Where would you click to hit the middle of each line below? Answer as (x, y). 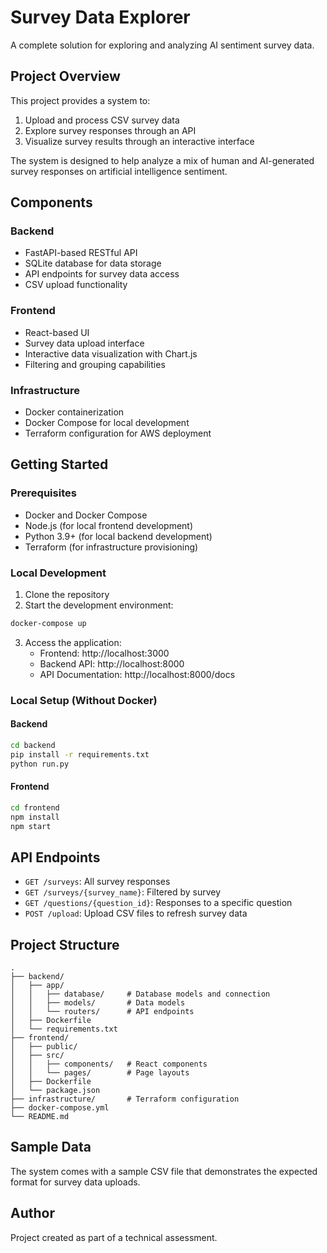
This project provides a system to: (80, 100)
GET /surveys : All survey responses (97, 882)
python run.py (40, 764)
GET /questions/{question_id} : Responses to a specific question (158, 903)
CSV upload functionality (76, 285)
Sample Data (51, 1147)
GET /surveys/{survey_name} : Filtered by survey (123, 892)
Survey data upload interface (84, 343)
